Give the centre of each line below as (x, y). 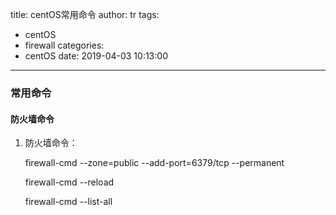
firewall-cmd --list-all (68, 202)
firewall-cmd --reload (69, 182)
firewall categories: (64, 45)
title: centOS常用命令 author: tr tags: (85, 14)
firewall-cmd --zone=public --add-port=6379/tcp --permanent (154, 163)
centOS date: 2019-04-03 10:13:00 (96, 56)
